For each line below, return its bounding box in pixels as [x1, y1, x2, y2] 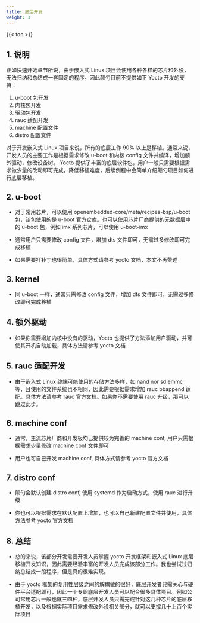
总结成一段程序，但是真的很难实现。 [20, 568, 109, 575]
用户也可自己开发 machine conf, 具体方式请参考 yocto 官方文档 [14, 455, 168, 462]
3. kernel [6, 274, 40, 284]
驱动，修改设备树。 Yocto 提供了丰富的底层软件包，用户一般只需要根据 [11, 159, 185, 166]
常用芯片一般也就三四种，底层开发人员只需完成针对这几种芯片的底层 [20, 595, 187, 603]
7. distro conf [6, 472, 55, 482]
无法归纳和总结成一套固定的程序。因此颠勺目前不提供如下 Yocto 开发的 [6, 74, 180, 81]
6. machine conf [6, 418, 68, 428]
